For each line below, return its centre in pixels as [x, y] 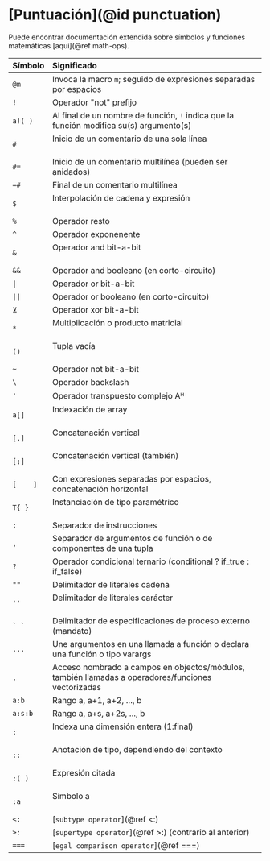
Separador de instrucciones [104, 525]
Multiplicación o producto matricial [117, 322]
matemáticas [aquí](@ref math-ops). [69, 45]
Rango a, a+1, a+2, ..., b [97, 700]
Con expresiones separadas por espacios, [131, 478]
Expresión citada [84, 772]
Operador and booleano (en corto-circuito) [134, 270]
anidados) [71, 172]
